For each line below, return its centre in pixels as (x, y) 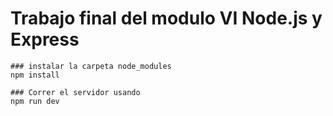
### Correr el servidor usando (75, 92)
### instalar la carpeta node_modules (91, 66)
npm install (35, 75)
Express (45, 39)
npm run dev (35, 101)
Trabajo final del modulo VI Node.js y (166, 18)
